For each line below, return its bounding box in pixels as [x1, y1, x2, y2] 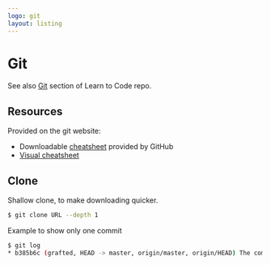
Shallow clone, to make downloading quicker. [7, 195, 159, 205]
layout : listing [7, 19, 62, 28]
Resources [7, 105, 63, 118]
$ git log [7, 241, 41, 250]
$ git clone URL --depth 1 [7, 212, 99, 220]
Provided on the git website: [7, 126, 102, 136]
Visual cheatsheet [19, 151, 80, 160]
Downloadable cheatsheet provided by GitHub [19, 142, 174, 152]
